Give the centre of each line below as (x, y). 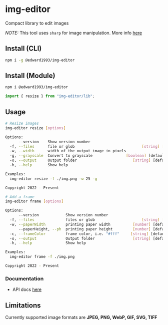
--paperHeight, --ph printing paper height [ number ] (84, 229)
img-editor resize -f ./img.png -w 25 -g (53, 179)
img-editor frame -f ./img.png (42, 257)
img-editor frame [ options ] (34, 201)
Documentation (24, 278)
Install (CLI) (23, 49)
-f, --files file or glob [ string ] (85, 146)
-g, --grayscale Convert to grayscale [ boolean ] (78, 156)
